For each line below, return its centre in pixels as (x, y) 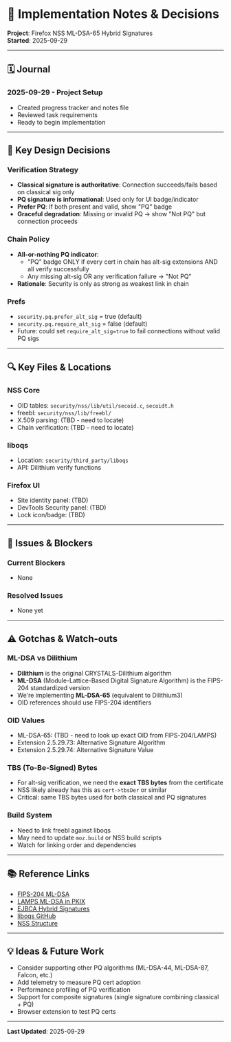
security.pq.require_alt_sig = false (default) (82, 324)
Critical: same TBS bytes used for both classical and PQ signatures (112, 798)
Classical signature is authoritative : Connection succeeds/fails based (117, 185)
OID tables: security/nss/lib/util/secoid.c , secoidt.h (95, 405)
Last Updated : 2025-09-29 (46, 1032)
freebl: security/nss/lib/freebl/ (64, 413)
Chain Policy (29, 239)
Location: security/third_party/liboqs (73, 460)
